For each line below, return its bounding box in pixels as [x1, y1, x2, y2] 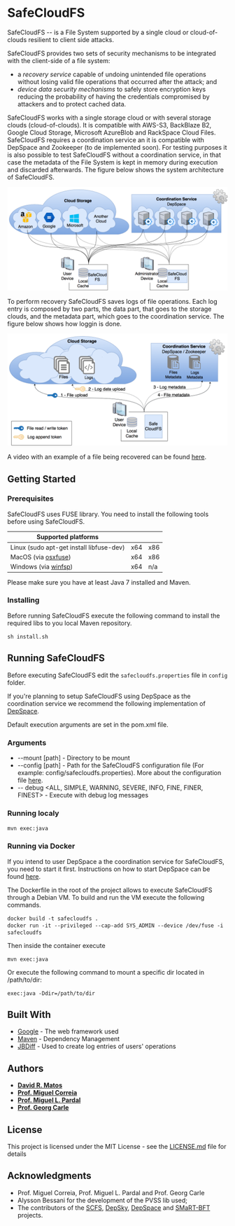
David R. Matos [17, 1081, 63, 1089]
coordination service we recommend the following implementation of [7, 699, 206, 708]
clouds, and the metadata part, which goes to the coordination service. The [7, 312, 225, 321]
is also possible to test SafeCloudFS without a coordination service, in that [7, 151, 222, 159]
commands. [7, 900, 42, 909]
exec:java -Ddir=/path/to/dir [7, 989, 96, 997]
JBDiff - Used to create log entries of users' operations [17, 1042, 176, 1051]
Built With [7, 1008, 51, 1020]
